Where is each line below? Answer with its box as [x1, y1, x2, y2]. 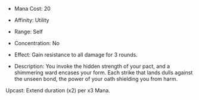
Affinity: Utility [14, 17, 49, 23]
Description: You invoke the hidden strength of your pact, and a [14, 62, 170, 70]
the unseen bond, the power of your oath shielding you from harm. [14, 76, 178, 82]
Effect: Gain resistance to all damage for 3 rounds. [14, 51, 138, 58]
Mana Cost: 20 [14, 5, 51, 12]
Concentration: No [14, 40, 60, 46]
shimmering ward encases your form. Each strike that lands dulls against [14, 69, 193, 76]
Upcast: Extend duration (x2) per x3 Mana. [5, 87, 111, 94]
